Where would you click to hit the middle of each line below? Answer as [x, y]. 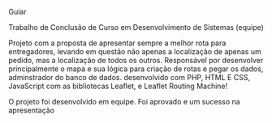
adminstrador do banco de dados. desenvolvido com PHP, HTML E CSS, [129, 77]
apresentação [32, 110]
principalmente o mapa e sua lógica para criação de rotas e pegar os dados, [136, 69]
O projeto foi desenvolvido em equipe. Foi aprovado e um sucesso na [125, 102]
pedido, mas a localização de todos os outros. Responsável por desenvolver [136, 60]
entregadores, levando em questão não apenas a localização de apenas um [135, 51]
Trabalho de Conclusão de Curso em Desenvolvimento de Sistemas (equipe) [136, 27]
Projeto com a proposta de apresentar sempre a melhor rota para [117, 43]
